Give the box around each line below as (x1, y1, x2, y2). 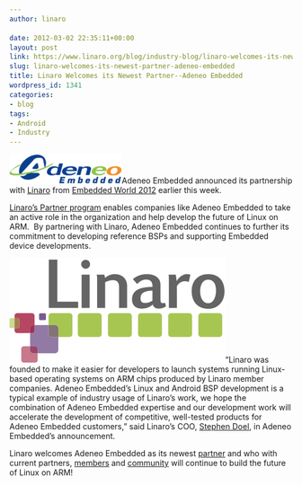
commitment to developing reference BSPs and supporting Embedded (9, 231, 270, 242)
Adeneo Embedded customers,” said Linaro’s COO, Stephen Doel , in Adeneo (9, 421, 292, 432)
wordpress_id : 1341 (9, 81, 83, 90)
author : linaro (9, 14, 67, 23)
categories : (9, 90, 54, 99)
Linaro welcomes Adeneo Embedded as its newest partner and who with (9, 448, 278, 459)
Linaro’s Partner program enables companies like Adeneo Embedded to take (9, 202, 291, 213)
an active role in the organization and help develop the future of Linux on (9, 212, 279, 223)
